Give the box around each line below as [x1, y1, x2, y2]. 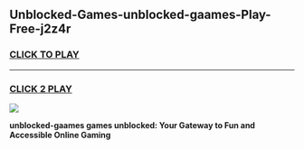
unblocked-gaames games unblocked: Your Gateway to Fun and [9, 119, 256, 130]
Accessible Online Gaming [9, 129, 111, 140]
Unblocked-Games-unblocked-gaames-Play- [9, 7, 271, 23]
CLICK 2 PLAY [9, 82, 72, 95]
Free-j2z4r [9, 22, 71, 37]
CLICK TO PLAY [9, 49, 80, 61]
